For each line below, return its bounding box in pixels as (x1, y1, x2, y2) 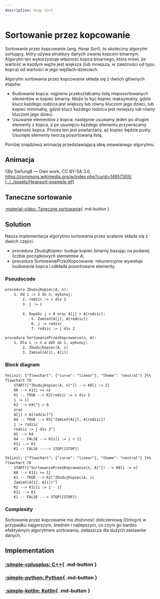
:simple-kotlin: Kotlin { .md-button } (5, 587, 90, 594)
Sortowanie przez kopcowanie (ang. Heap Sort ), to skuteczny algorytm (5, 45, 147, 51)
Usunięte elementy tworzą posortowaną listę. (12, 132, 103, 138)
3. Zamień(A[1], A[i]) (22, 350, 69, 355)
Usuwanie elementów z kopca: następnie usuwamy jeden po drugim (12, 116, 149, 122)
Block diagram (5, 361, 40, 368)
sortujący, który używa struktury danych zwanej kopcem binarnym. (5, 51, 140, 57)
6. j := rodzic (31, 321, 62, 327)
